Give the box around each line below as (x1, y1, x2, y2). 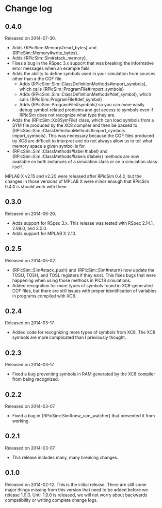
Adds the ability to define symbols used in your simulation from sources (12, 71, 156, 76)
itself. (12, 164, 23, 170)
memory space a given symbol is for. (12, 143, 86, 149)
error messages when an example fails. (12, 65, 91, 71)
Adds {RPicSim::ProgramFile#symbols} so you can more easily (19, 102, 145, 107)
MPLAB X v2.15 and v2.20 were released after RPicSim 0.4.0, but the (5, 174, 142, 179)
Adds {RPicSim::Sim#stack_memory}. (12, 55, 87, 61)
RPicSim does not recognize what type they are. (19, 112, 115, 117)
